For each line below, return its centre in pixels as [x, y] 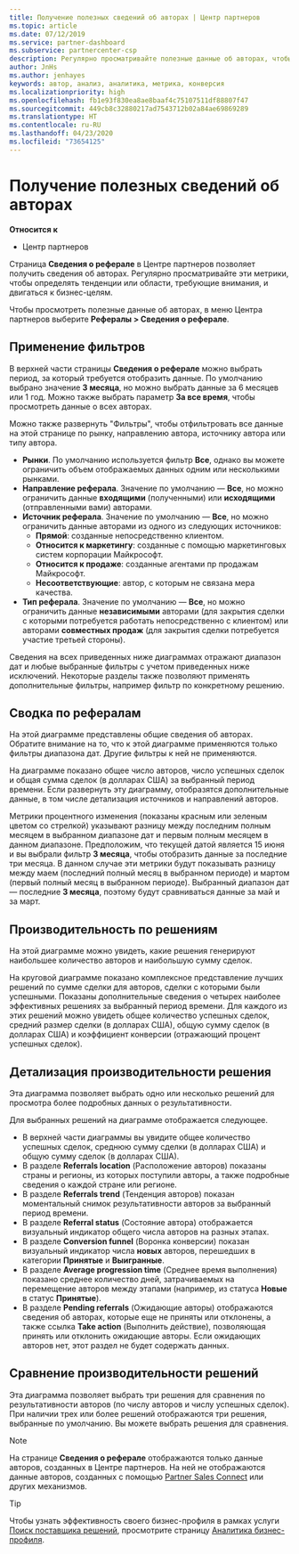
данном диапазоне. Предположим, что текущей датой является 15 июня [147, 845]
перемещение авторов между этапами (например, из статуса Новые [154, 1289]
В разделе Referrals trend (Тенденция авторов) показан [128, 1193]
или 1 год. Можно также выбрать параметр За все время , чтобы [132, 396]
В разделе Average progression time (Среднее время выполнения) [149, 1269]
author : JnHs [33, 68]
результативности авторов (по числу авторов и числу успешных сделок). [149, 1404]
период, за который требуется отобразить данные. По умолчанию [136, 378]
